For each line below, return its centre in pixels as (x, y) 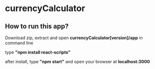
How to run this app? (37, 26)
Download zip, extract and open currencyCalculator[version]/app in (74, 38)
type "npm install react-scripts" (38, 52)
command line (19, 43)
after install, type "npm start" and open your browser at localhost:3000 (77, 62)
